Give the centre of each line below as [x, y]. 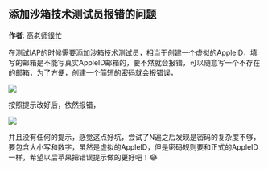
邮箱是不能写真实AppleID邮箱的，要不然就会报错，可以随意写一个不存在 [141, 62]
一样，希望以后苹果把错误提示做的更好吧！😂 [83, 157]
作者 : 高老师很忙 [35, 35]
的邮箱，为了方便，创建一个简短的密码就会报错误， [93, 72]
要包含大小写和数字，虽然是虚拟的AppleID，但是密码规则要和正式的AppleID [134, 146]
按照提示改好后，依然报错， [54, 105]
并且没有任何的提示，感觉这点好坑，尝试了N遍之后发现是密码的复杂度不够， [134, 137]
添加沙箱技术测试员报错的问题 [82, 14]
